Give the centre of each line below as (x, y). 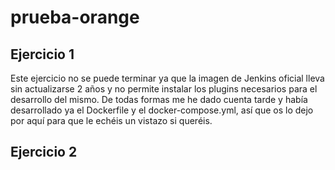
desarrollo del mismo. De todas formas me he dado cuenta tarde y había (159, 99)
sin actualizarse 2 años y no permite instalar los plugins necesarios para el (164, 89)
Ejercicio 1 (42, 54)
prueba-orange (75, 17)
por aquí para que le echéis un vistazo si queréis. (111, 120)
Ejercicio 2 (44, 152)
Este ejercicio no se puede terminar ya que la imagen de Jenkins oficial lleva (167, 78)
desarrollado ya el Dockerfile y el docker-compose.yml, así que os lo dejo (162, 110)
